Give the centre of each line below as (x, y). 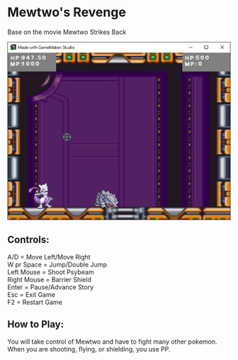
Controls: (28, 240)
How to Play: (36, 324)
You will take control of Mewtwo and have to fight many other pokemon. (112, 342)
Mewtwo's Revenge (67, 12)
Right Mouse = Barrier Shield (50, 279)
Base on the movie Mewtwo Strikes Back (67, 32)
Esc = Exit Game (31, 294)
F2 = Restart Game (35, 302)
